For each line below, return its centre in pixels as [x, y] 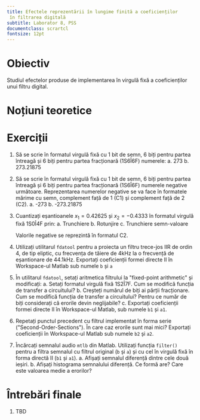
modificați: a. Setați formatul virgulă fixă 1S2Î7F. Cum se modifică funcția [105, 284]
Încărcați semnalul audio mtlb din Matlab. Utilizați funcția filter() [96, 345]
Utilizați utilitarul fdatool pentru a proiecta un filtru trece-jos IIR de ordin [104, 246]
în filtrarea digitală [38, 17]
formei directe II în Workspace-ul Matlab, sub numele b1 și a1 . [91, 309]
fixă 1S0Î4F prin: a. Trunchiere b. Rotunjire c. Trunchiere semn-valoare [102, 223]
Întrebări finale [44, 395]
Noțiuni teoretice [49, 111]
